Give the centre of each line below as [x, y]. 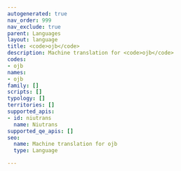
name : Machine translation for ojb [66, 144]
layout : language [33, 40]
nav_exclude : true [34, 27]
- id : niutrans [29, 118]
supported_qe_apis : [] [40, 131]
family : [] [23, 85]
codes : [17, 60]
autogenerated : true [38, 14]
